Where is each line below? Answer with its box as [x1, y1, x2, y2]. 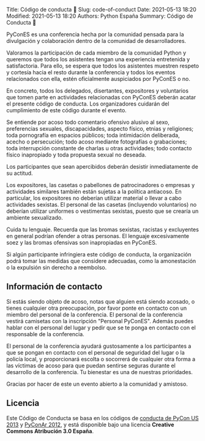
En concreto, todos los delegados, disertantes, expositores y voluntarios [6, 87, 188, 94]
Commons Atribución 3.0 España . [6, 427, 94, 435]
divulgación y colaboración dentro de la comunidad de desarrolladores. [6, 37, 187, 44]
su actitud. [6, 169, 33, 177]
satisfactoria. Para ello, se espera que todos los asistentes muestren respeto [6, 62, 199, 69]
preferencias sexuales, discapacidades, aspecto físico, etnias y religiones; [6, 125, 194, 132]
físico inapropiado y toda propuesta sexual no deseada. [6, 151, 147, 158]
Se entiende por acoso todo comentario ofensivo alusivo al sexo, [6, 118, 170, 126]
